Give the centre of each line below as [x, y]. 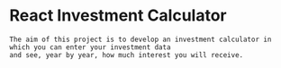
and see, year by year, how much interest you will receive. [127, 55]
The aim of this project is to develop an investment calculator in [140, 39]
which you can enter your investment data [90, 47]
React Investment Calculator [118, 16]
